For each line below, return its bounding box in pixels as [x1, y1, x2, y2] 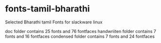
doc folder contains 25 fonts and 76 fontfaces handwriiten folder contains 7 [5, 28, 157, 34]
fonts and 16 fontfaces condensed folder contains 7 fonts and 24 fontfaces [5, 33, 155, 39]
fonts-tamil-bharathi [5, 3, 90, 14]
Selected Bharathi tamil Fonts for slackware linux [5, 19, 103, 25]
